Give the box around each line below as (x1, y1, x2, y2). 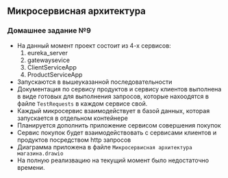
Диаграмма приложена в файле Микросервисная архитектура (16, 143, 193, 151)
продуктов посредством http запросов (16, 136, 131, 144)
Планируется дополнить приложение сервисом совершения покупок (16, 121, 221, 129)
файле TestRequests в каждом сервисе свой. (16, 99, 148, 108)
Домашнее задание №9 (7, 26, 91, 35)
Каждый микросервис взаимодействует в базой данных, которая (16, 106, 210, 115)
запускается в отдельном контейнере (16, 114, 128, 122)
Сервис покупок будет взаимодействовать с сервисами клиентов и (16, 128, 217, 136)
